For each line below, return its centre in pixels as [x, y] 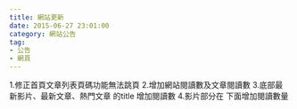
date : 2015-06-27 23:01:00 [59, 26]
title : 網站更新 [37, 17]
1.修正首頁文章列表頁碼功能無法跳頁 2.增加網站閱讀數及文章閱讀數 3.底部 [142, 85]
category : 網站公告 [43, 34]
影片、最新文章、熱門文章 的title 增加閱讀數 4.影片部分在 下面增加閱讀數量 [153, 96]
